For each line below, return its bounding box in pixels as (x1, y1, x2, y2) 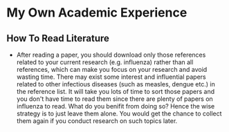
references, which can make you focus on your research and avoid (16, 66, 208, 73)
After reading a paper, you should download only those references (16, 50, 206, 59)
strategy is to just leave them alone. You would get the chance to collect (16, 109, 222, 117)
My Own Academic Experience (6, 5, 187, 21)
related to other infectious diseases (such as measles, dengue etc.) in (16, 80, 215, 88)
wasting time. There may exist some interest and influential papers (16, 73, 207, 81)
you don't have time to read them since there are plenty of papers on (16, 95, 214, 103)
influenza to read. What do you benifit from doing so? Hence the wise (16, 102, 215, 110)
